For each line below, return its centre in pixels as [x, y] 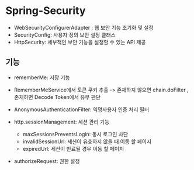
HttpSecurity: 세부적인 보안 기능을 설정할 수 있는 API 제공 [80, 42]
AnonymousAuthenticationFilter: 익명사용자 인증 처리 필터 [82, 109]
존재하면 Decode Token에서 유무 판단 [57, 97]
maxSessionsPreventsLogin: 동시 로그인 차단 [75, 134]
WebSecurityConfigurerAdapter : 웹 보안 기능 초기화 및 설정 [84, 27]
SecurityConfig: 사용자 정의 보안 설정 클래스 [65, 35]
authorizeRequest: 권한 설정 [47, 161]
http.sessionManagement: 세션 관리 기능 [62, 122]
